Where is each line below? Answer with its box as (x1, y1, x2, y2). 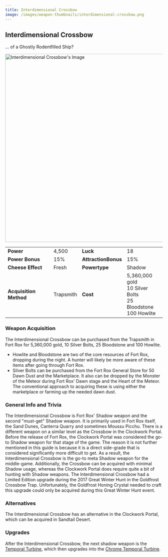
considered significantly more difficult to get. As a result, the (5, 450, 130, 456)
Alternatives (5, 500, 36, 507)
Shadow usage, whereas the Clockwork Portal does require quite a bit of (5, 466, 155, 472)
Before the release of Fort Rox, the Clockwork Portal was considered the (5, 434, 154, 440)
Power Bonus (7, 256, 40, 263)
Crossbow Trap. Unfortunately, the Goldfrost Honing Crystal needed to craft (5, 482, 161, 488)
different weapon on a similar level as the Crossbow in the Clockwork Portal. (5, 429, 162, 435)
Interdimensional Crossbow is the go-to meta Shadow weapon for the (5, 455, 148, 461)
